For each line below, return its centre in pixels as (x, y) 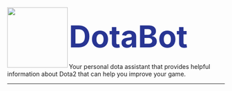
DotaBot (128, 37)
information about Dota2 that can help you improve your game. (97, 74)
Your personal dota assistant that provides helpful (139, 66)
